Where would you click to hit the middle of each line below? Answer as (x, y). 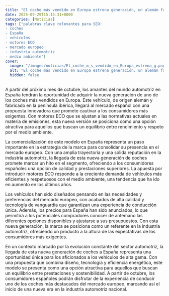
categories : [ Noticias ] (30, 19)
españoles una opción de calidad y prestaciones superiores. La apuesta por (84, 168)
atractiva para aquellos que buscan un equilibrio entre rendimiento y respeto (84, 126)
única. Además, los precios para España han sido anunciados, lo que (76, 210)
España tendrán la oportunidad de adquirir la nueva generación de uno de (82, 95)
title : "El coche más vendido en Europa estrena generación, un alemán (82, 10)
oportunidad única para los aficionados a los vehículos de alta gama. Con (81, 257)
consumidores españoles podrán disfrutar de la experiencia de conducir (80, 278)
